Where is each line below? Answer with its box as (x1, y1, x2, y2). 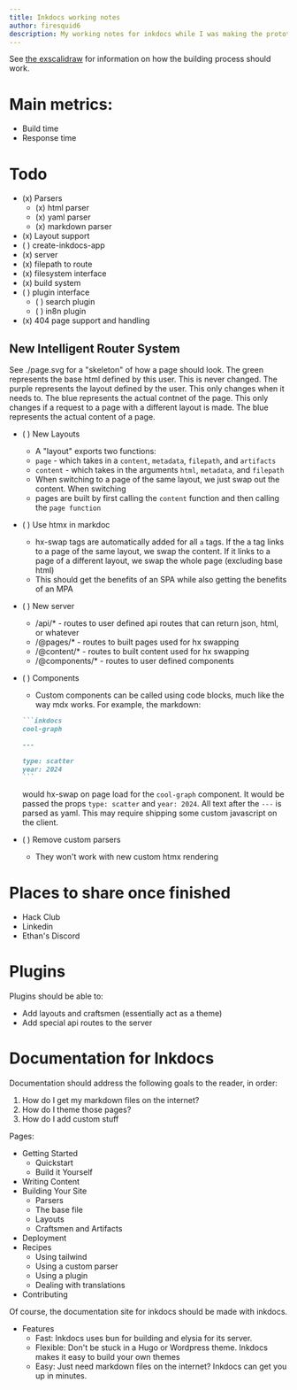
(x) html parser (34, 203, 90, 213)
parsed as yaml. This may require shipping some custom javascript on (21, 807, 278, 819)
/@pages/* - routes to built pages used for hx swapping (34, 637, 240, 647)
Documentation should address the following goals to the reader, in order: (9, 1077, 278, 1089)
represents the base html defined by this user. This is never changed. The (9, 374, 278, 385)
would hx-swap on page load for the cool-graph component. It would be (21, 789, 285, 799)
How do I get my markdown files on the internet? (21, 1095, 200, 1106)
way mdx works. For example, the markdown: (34, 699, 202, 710)
